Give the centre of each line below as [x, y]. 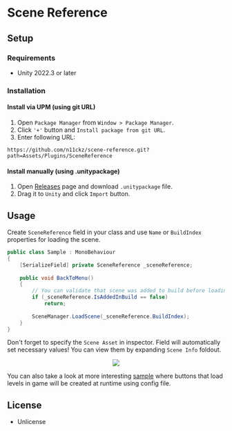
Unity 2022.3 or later [47, 73]
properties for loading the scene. [54, 240]
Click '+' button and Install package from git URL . [91, 130]
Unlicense [31, 422]
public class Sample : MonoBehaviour [61, 252]
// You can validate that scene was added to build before [119, 291]
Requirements [31, 58]
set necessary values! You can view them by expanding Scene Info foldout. [114, 349]
